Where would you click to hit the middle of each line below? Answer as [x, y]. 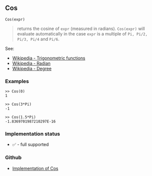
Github [13, 158]
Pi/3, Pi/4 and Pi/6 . [38, 39]
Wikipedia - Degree [32, 68]
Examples [17, 81]
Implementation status [33, 134]
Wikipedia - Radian [31, 63]
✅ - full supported [30, 145]
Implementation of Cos [35, 168]
